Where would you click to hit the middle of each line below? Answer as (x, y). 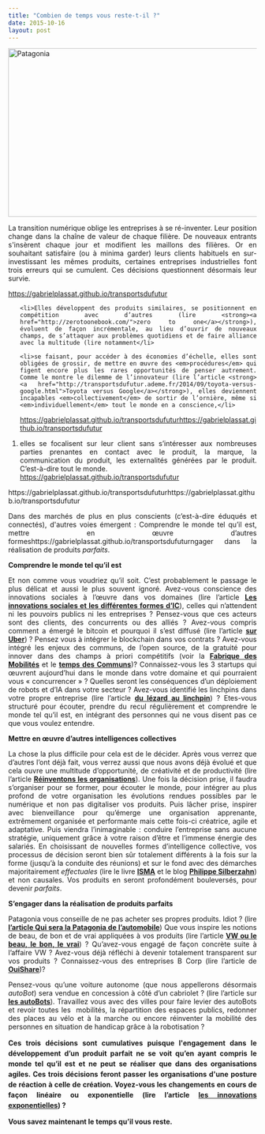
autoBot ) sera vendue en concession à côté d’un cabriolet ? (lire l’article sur (132, 993)
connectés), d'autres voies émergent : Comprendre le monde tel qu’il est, (132, 525)
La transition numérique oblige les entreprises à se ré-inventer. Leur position (132, 228)
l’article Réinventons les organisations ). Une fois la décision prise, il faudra (132, 779)
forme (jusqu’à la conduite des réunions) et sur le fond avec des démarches (132, 864)
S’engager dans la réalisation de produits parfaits (91, 904)
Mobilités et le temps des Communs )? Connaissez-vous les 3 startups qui (132, 664)
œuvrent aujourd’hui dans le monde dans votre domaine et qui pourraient (132, 673)
